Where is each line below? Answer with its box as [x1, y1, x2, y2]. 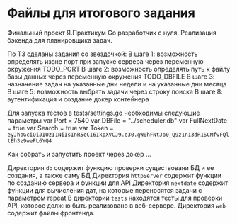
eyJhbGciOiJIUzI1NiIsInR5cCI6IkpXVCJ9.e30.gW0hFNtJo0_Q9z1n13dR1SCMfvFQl [7, 131, 230, 138]
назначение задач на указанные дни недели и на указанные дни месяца [7, 79, 227, 88]
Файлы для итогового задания [7, 5, 196, 21]
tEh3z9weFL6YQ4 [7, 137, 52, 145]
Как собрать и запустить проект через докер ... [7, 150, 151, 158]
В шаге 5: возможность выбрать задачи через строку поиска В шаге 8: [7, 87, 223, 96]
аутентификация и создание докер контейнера [7, 94, 150, 103]
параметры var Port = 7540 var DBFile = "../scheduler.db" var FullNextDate [7, 116, 228, 125]
